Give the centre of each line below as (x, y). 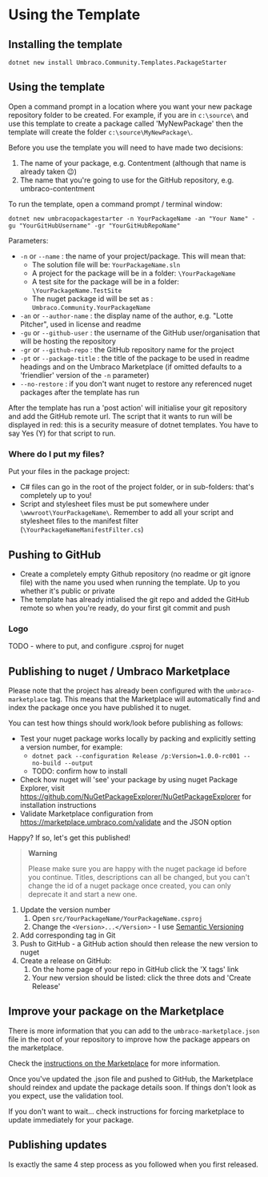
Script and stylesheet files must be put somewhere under (114, 504)
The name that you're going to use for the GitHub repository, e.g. (127, 180)
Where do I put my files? (56, 454)
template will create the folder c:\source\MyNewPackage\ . (101, 132)
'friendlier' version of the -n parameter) (84, 375)
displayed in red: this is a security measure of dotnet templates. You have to (133, 424)
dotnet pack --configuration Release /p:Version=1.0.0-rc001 (136, 757)
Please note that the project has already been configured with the (116, 691)
